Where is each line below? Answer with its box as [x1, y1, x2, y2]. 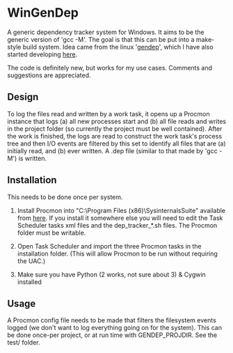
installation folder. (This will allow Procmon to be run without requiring [17, 249, 218, 258]
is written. [18, 154, 47, 162]
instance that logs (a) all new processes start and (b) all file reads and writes [7, 117, 227, 125]
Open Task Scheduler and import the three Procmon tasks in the [17, 242, 202, 250]
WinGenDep [7, 5, 79, 21]
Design [7, 91, 39, 103]
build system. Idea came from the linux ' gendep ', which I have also [22, 42, 214, 51]
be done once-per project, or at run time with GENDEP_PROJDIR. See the [7, 331, 218, 339]
